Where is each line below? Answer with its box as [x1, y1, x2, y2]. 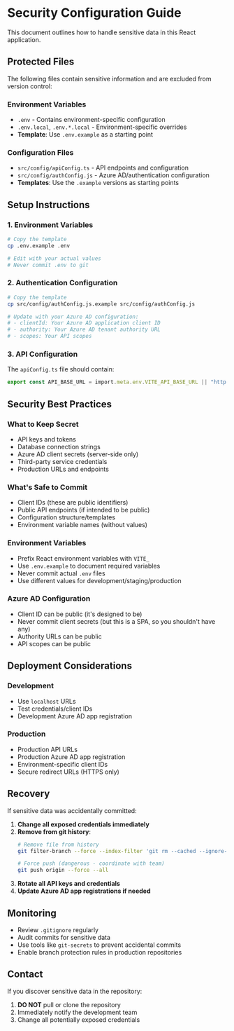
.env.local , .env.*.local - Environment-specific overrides [17, 123, 187, 131]
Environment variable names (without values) [17, 521, 148, 529]
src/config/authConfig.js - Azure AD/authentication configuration [17, 171, 210, 179]
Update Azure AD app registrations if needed [17, 887, 152, 895]
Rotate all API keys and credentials [17, 880, 121, 888]
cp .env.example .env [7, 242, 71, 250]
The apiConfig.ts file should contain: [7, 365, 115, 374]
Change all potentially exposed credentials [17, 1015, 140, 1024]
